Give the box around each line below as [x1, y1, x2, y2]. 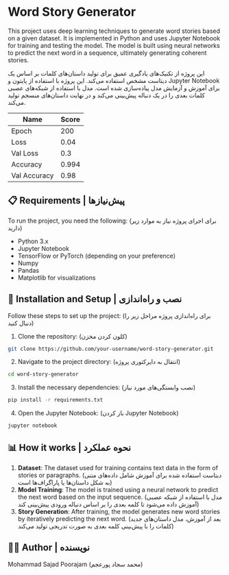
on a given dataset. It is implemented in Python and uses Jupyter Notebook [8, 34, 221, 42]
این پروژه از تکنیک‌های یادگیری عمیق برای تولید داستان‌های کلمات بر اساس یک [8, 69, 205, 77]
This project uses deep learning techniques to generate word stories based [8, 27, 221, 35]
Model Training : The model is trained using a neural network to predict [17, 485, 219, 493]
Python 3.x [17, 237, 49, 245]
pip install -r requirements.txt [8, 397, 104, 404]
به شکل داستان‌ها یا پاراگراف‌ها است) [17, 478, 112, 487]
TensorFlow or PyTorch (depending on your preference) [17, 252, 176, 260]
